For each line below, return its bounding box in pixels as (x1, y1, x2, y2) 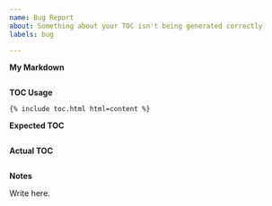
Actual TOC (9, 145, 54, 157)
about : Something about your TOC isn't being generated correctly (9, 21, 263, 30)
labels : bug (9, 30, 54, 39)
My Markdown (9, 62, 65, 73)
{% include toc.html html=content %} (9, 105, 151, 114)
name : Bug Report (9, 13, 75, 22)
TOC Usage (9, 87, 53, 99)
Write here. (9, 188, 51, 199)
